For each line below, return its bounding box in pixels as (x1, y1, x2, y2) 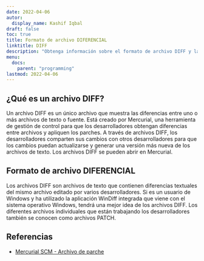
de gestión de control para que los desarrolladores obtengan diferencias (6, 123, 188, 130)
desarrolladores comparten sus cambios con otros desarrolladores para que (6, 135, 197, 143)
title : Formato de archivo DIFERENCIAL (6, 37, 107, 43)
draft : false (6, 25, 39, 32)
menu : (6, 54, 20, 60)
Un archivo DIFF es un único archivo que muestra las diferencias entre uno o (6, 110, 198, 117)
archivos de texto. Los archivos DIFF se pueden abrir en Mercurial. (6, 148, 173, 155)
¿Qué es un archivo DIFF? (6, 93, 104, 104)
